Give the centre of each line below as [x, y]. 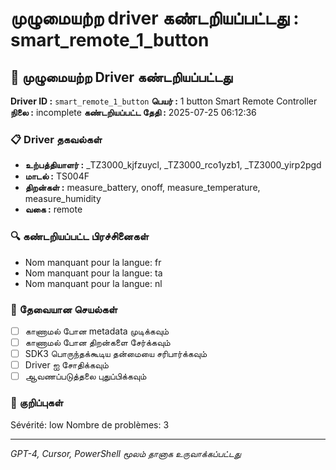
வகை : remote [53, 209]
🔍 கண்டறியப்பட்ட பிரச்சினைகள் [79, 237]
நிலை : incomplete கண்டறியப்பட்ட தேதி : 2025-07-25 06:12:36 [133, 112]
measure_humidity [63, 199]
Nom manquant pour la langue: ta [93, 273]
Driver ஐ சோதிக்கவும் [66, 365]
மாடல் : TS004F [57, 176]
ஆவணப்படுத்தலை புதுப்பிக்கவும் [85, 376]
